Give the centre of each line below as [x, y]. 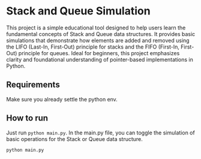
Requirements [33, 85]
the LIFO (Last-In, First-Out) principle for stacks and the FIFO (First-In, [93, 47]
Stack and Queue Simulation [79, 11]
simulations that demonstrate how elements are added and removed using [98, 40]
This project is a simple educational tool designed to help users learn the [96, 28]
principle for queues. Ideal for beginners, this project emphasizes [99, 53]
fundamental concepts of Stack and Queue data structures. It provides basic [101, 34]
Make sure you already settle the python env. [62, 99]
